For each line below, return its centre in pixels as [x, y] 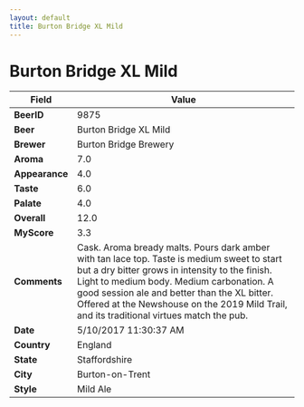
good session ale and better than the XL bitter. [175, 293]
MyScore [34, 233]
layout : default [40, 18]
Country [32, 345]
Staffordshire [104, 360]
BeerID [29, 115]
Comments [38, 282]
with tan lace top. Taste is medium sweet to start [179, 259]
